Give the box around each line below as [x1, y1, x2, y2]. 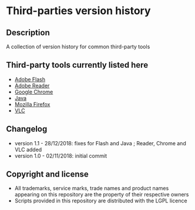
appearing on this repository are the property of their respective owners [14, 191, 189, 198]
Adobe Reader [14, 82, 50, 89]
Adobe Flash [14, 75, 46, 83]
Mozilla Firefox [14, 101, 51, 108]
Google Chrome [14, 88, 53, 95]
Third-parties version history [6, 4, 151, 18]
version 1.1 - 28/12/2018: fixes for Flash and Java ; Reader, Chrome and [14, 139, 186, 146]
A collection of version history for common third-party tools [6, 43, 150, 50]
